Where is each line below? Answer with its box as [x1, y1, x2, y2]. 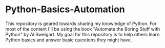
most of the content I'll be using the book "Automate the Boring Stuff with [5, 26, 160, 32]
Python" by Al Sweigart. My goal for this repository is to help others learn [5, 31, 160, 37]
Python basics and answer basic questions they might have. [5, 37, 132, 43]
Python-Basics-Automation [5, 4, 126, 15]
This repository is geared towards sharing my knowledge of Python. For [5, 20, 157, 27]
